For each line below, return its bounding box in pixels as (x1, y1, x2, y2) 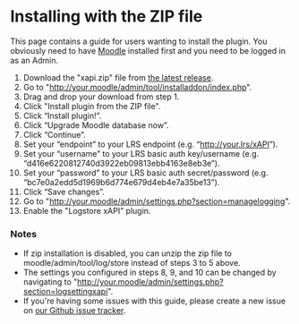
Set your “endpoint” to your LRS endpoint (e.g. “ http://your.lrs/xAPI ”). (22, 139, 278, 149)
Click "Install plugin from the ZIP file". (22, 100, 161, 111)
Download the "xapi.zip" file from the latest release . (22, 72, 214, 82)
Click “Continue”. (22, 129, 86, 140)
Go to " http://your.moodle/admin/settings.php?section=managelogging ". (22, 195, 291, 207)
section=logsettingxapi (22, 286, 108, 297)
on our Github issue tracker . (22, 305, 126, 316)
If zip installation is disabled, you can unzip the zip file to (22, 248, 232, 259)
